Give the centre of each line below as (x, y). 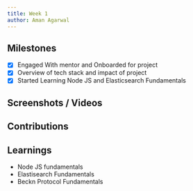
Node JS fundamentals (50, 167)
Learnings (30, 150)
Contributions (38, 127)
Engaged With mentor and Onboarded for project (87, 65)
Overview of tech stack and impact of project (82, 73)
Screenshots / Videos (55, 102)
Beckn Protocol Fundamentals (60, 182)
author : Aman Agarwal (39, 20)
